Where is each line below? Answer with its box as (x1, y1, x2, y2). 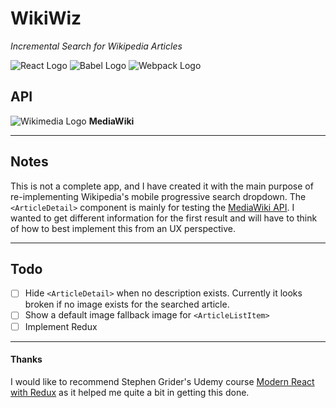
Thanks (10, 353, 43, 366)
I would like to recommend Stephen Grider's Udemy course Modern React (10, 375, 315, 387)
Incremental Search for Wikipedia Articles (10, 40, 183, 52)
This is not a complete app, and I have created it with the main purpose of (10, 180, 314, 192)
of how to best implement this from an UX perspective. (10, 222, 236, 234)
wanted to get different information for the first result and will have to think (10, 212, 318, 224)
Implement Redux (24, 320, 98, 332)
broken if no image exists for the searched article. (24, 298, 230, 311)
